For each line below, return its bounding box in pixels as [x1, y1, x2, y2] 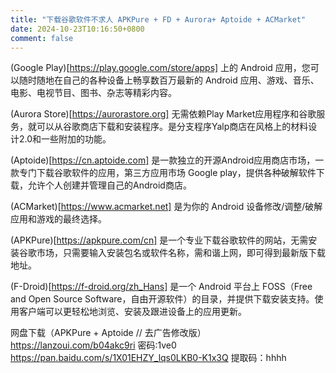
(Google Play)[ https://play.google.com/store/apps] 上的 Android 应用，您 [10, 62, 311, 74]
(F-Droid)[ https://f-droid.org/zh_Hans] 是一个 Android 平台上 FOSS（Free [10, 281, 313, 293]
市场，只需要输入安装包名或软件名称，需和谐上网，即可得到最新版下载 [36, 247, 326, 259]
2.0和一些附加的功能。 [18, 133, 112, 145]
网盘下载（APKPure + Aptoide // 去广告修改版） [10, 327, 207, 339]
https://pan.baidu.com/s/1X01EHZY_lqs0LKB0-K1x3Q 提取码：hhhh [10, 352, 287, 364]
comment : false [10, 33, 74, 43]
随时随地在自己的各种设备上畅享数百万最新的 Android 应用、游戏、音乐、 [18, 74, 320, 86]
